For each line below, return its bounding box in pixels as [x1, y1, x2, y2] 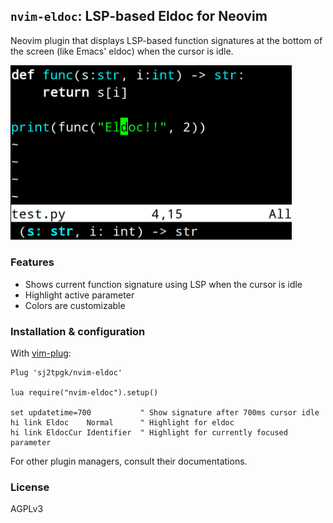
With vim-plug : [10, 347, 72, 359]
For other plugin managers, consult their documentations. [10, 455, 248, 467]
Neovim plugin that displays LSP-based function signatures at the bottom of [10, 34, 323, 46]
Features [10, 255, 55, 269]
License [10, 480, 50, 494]
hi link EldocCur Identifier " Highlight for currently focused [10, 427, 288, 438]
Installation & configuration [10, 324, 146, 338]
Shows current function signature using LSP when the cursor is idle [24, 278, 303, 290]
